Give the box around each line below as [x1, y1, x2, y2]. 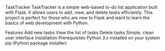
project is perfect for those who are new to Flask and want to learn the [5, 15, 150, 20]
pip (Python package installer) [5, 40, 67, 46]
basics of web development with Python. [5, 20, 89, 26]
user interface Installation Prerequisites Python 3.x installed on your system [5, 35, 161, 41]
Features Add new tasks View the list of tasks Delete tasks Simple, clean [5, 30, 154, 35]
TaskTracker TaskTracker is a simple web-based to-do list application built [5, 4, 158, 10]
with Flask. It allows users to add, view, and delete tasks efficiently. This [5, 9, 153, 15]
